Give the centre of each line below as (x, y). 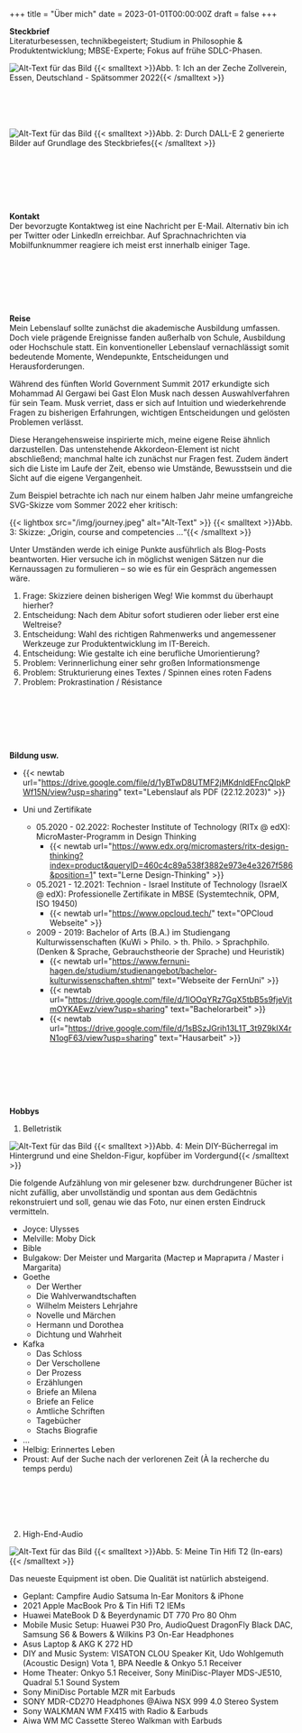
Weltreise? (42, 624)
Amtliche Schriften (70, 1411)
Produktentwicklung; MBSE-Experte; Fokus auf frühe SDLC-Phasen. (136, 51)
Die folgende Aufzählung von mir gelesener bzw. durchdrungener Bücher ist (151, 1183)
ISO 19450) (57, 903)
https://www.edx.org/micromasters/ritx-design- (201, 846)
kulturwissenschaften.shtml (101, 980)
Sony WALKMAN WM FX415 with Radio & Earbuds (115, 1711)
